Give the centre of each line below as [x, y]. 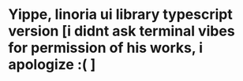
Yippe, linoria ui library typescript [120, 15]
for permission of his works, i [106, 48]
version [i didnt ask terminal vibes [121, 31]
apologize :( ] [52, 65]
